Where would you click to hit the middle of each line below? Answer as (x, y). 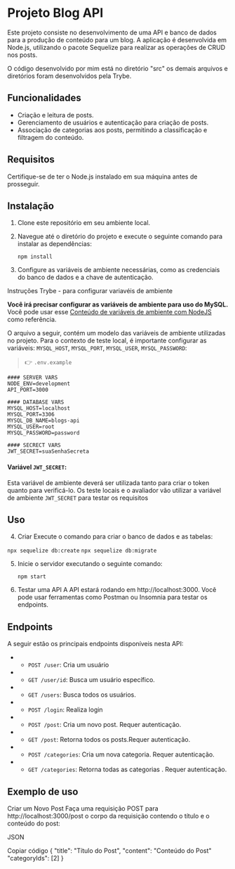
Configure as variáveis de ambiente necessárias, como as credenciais (119, 270)
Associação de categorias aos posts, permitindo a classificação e (112, 130)
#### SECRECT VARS (34, 445)
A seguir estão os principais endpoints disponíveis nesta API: (95, 644)
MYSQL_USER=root (31, 427)
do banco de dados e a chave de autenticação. (85, 277)
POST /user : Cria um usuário (68, 665)
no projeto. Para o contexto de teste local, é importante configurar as (107, 341)
